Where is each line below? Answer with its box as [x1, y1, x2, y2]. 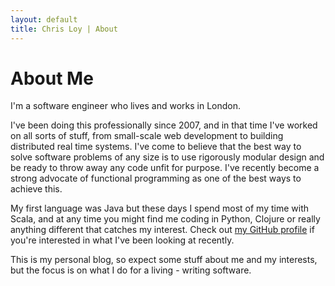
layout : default [10, 14, 78, 25]
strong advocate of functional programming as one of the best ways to [10, 172, 302, 185]
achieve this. [10, 183, 63, 195]
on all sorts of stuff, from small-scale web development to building [10, 130, 284, 142]
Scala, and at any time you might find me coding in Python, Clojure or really [10, 213, 321, 225]
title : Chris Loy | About [10, 24, 118, 34]
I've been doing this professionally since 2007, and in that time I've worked [10, 119, 318, 131]
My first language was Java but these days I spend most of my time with [10, 202, 309, 215]
